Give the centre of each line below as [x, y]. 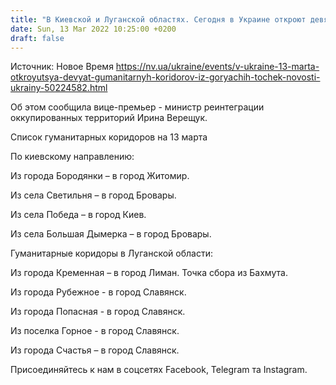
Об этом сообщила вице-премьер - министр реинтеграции [137, 107]
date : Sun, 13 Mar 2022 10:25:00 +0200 [93, 29]
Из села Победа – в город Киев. [78, 215]
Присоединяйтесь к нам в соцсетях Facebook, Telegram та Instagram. [159, 370]
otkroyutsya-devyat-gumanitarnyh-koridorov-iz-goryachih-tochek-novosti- [165, 77]
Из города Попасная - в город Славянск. [98, 312]
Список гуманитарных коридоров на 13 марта [109, 137]
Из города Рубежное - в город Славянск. [98, 292]
